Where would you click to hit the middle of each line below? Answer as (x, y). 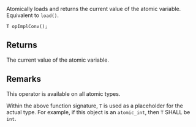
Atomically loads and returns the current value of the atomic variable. (94, 9)
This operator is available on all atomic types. (63, 93)
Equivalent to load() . (33, 15)
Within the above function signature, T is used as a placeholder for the (95, 106)
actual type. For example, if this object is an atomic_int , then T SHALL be (98, 112)
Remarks (24, 79)
